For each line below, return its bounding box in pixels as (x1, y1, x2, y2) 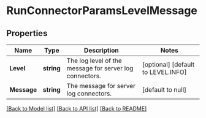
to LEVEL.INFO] (142, 68, 187, 76)
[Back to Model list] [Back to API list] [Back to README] (6, 105, 147, 112)
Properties (6, 28, 48, 39)
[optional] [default (142, 61, 195, 68)
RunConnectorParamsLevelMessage (6, 4, 198, 18)
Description (83, 46, 120, 54)
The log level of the (66, 56, 123, 65)
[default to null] (142, 86, 187, 94)
